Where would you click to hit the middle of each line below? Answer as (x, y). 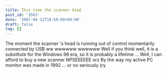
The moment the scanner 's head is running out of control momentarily (80, 43)
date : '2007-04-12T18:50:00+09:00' (43, 19)
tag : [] (14, 29)
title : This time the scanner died (43, 10)
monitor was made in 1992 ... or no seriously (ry (56, 65)
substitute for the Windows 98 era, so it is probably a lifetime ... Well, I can (84, 55)
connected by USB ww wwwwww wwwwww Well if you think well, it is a (82, 49)
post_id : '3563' (23, 15)
